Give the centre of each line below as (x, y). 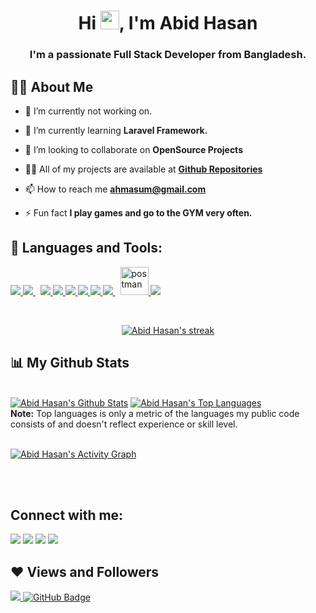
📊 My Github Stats (70, 363)
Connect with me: (67, 515)
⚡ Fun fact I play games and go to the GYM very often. (138, 212)
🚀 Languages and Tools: (86, 248)
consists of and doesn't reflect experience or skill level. (124, 424)
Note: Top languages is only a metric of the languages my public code (155, 413)
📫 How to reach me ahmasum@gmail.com (115, 189)
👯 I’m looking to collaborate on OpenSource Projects (133, 149)
